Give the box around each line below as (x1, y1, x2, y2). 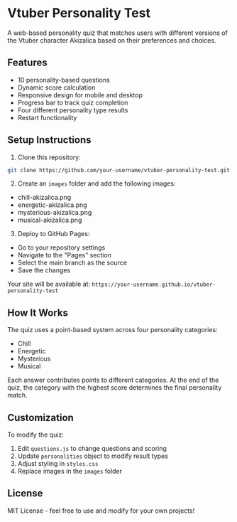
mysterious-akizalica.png (17, 208, 92, 217)
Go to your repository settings (17, 243, 106, 252)
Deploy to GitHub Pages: (17, 230, 90, 238)
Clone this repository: (17, 153, 81, 161)
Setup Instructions (7, 134, 92, 147)
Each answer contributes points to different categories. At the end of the (7, 375, 219, 385)
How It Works (7, 307, 69, 319)
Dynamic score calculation (17, 83, 96, 92)
